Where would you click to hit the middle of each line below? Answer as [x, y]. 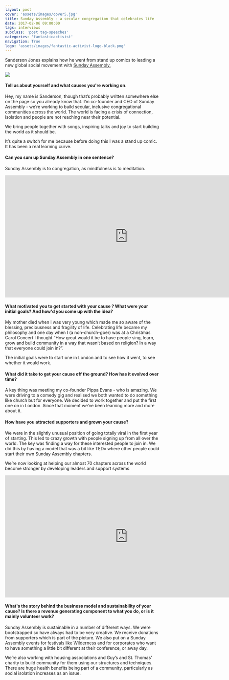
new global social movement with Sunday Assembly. [58, 65]
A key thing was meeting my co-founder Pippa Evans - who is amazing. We [81, 390]
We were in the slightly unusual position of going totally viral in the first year [81, 433]
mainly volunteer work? [30, 616]
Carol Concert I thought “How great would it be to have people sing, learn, [80, 338]
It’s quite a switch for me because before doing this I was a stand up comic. [81, 141]
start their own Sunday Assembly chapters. [48, 454]
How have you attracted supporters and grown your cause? [67, 422]
